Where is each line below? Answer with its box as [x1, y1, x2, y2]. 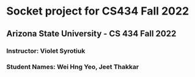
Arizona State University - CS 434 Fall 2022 [6, 28, 177, 39]
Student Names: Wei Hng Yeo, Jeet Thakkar [6, 62, 139, 71]
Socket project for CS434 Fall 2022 [6, 4, 189, 18]
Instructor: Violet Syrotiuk [6, 47, 86, 55]
